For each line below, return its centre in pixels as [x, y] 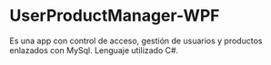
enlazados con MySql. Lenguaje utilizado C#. [94, 50]
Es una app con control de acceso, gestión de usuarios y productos [136, 41]
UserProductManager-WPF [115, 16]
